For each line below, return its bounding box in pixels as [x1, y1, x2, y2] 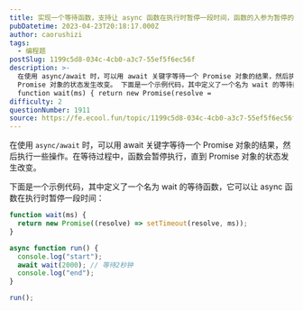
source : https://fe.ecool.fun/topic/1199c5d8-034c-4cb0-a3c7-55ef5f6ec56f [9, 114, 297, 123]
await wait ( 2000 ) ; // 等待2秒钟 [17, 261, 133, 270]
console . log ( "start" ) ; [17, 252, 103, 261]
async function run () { [9, 243, 99, 252]
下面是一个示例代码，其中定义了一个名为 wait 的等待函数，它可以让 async [9, 181, 283, 192]
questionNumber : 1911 [9, 105, 91, 114]
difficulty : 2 [9, 96, 63, 106]
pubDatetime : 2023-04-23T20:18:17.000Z [9, 22, 160, 31]
